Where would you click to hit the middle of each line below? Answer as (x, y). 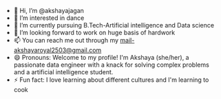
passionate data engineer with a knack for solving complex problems (112, 65)
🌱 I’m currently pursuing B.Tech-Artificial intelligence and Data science (114, 25)
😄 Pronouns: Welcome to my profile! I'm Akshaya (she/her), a (101, 57)
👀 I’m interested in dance (49, 18)
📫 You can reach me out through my (66, 40)
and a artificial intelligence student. (63, 72)
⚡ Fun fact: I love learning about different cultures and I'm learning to (111, 80)
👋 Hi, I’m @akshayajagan (49, 11)
